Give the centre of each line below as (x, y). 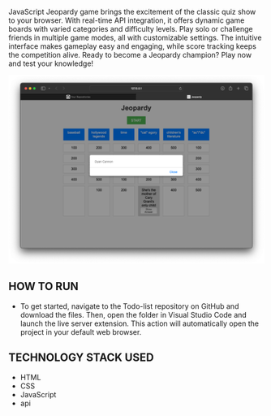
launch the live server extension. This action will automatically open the (140, 323)
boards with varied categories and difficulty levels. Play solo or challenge (131, 29)
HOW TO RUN (43, 286)
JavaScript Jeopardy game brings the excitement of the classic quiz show (132, 12)
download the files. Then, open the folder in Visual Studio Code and (133, 314)
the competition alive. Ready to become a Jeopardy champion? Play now (130, 55)
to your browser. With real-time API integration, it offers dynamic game (127, 20)
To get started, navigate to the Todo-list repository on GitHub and (129, 306)
